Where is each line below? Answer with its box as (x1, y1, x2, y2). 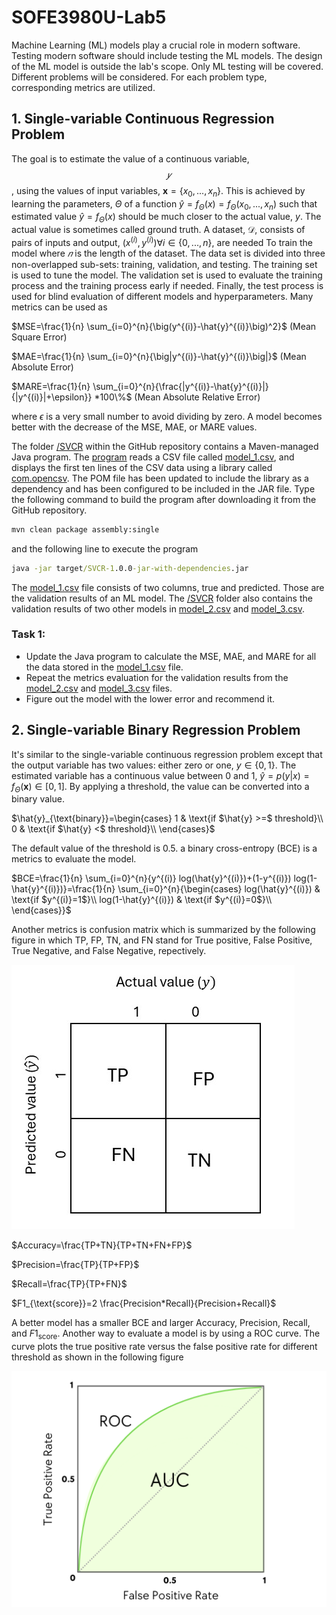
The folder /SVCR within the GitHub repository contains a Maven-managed (11, 440, 319, 452)
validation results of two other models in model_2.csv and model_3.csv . (11, 602, 306, 615)
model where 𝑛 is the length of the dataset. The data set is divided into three (11, 247, 326, 259)
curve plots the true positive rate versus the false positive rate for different (11, 1341, 318, 1353)
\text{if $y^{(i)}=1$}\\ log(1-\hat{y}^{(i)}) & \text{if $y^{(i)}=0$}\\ (11, 894, 273, 906)
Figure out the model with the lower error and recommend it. (25, 692, 276, 705)
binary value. (11, 793, 65, 805)
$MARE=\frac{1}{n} (11, 380, 91, 392)
